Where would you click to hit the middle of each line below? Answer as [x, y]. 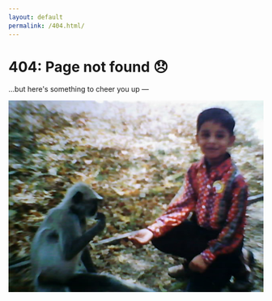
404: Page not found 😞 [88, 67]
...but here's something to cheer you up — [79, 89]
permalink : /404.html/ [47, 26]
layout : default [36, 17]
